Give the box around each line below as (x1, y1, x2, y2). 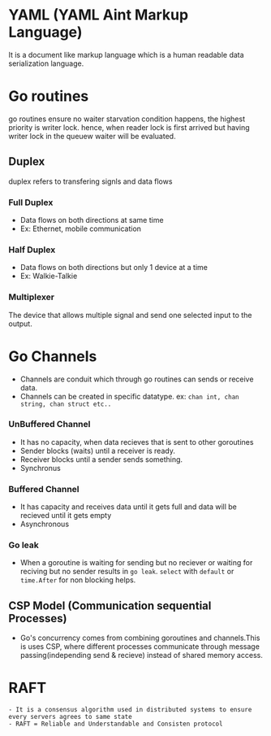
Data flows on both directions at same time (19, 215, 164, 224)
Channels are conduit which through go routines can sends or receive (19, 374, 254, 384)
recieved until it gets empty (19, 511, 112, 520)
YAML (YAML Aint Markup (8, 6, 189, 24)
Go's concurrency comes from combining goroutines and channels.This (19, 633, 260, 643)
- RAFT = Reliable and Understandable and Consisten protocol (8, 720, 223, 729)
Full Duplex (8, 197, 54, 208)
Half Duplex (8, 244, 56, 255)
